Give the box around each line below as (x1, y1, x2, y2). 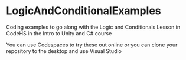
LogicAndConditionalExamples (6, 4, 161, 18)
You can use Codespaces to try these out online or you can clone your (6, 41, 178, 48)
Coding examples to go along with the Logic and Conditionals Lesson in (6, 24, 181, 31)
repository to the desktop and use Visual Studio (6, 47, 122, 54)
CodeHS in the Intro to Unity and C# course (6, 29, 112, 36)
